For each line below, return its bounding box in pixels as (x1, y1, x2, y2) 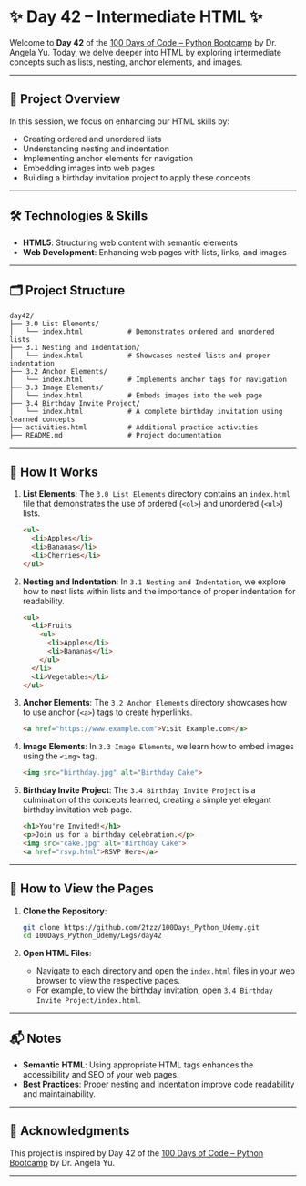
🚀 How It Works (9, 464, 98, 480)
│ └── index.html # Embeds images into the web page (9, 391, 262, 400)
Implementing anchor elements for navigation (22, 152, 194, 163)
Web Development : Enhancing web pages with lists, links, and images (22, 246, 287, 257)
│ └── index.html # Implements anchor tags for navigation (9, 376, 287, 385)
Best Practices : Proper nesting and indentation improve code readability (22, 1078, 295, 1090)
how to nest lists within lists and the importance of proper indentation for (22, 585, 296, 596)
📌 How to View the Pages (9, 882, 154, 897)
